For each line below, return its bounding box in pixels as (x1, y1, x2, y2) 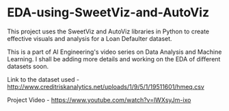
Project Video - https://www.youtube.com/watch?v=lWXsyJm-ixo (7, 95, 191, 104)
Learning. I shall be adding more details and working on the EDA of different (7, 54, 221, 63)
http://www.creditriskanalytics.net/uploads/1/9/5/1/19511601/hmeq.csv (7, 82, 205, 91)
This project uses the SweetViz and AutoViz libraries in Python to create (7, 27, 210, 35)
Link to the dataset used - (7, 75, 80, 83)
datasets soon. (7, 62, 49, 70)
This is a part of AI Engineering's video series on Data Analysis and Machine (7, 48, 222, 56)
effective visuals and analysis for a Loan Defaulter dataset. (7, 34, 172, 42)
